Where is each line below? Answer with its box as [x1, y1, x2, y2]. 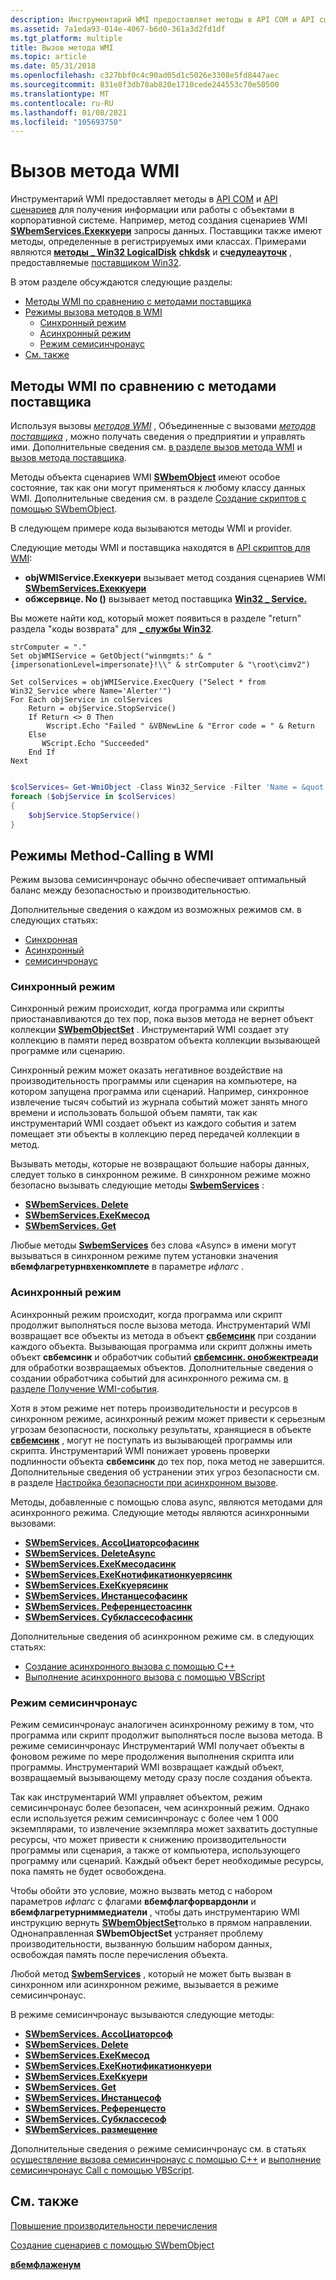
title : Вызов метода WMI [10, 42, 114, 53]
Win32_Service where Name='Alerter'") [10, 686, 172, 696]
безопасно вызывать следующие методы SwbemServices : [10, 1179, 265, 1191]
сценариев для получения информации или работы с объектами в [10, 204, 295, 216]
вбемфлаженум [10, 2258, 82, 2270]
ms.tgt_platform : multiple [10, 33, 123, 43]
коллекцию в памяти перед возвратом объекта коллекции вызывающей [10, 1034, 321, 1046]
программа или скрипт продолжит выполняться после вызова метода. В [10, 1729, 323, 1741]
